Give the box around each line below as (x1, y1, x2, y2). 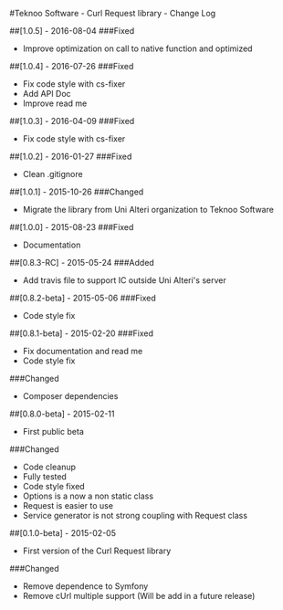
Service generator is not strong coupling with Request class (22, 510, 248, 521)
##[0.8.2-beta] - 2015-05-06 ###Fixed (9, 292, 157, 303)
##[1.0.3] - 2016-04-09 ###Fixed (9, 116, 135, 126)
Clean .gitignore (22, 169, 84, 179)
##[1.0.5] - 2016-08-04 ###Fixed (9, 26, 135, 36)
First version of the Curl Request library (22, 545, 172, 556)
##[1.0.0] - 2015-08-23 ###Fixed (9, 222, 134, 232)
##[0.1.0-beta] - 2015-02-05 (9, 528, 117, 538)
